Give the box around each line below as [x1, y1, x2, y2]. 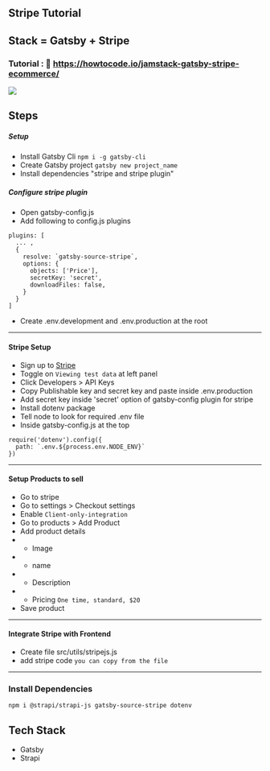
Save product [19, 603, 65, 612]
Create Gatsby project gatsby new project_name [19, 160, 178, 170]
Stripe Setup [8, 342, 51, 352]
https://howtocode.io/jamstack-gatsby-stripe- [52, 58, 239, 69]
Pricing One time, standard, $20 [31, 595, 141, 604]
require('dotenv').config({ [8, 435, 103, 443]
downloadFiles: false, [29, 281, 106, 289]
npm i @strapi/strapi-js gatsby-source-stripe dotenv [8, 702, 193, 710]
